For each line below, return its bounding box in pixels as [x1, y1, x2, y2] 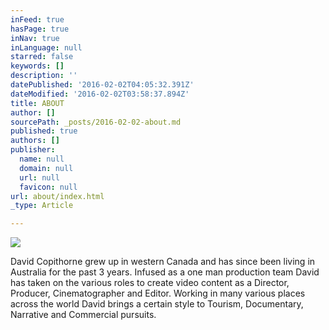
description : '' [10, 71, 78, 81]
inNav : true [10, 33, 60, 43]
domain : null [19, 163, 74, 173]
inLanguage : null [10, 42, 83, 53]
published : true [10, 126, 78, 136]
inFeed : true [10, 14, 65, 25]
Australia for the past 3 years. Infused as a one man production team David [10, 266, 320, 278]
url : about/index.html [10, 191, 105, 201]
